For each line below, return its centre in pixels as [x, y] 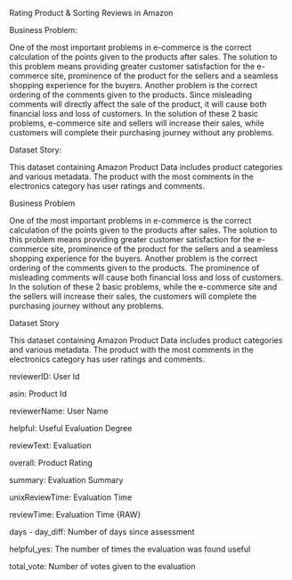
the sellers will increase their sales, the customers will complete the [133, 296]
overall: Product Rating [51, 463]
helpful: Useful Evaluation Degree [71, 428]
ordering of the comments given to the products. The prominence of [134, 268]
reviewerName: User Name [59, 411]
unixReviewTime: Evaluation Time [71, 497]
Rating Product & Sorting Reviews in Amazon [91, 13]
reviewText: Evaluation [50, 445]
